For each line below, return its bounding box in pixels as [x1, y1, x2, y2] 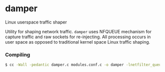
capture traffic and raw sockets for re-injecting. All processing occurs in [5, 34, 151, 40]
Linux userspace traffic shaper [5, 19, 67, 25]
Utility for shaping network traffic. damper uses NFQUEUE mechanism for [5, 28, 152, 34]
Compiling [5, 51, 30, 58]
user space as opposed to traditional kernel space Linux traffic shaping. [5, 39, 151, 45]
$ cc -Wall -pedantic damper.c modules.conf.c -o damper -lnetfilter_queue [5, 62, 164, 68]
